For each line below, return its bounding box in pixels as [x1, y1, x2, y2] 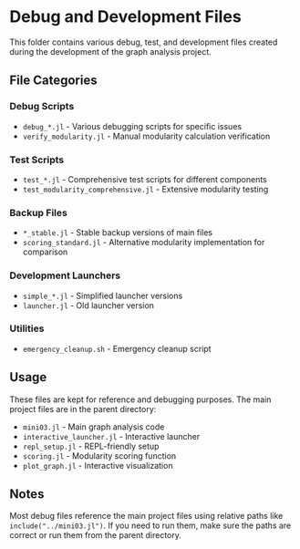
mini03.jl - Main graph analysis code [22, 421, 165, 432]
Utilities [9, 322, 45, 335]
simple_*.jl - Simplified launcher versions [22, 290, 183, 301]
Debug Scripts [9, 100, 75, 113]
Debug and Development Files [9, 6, 242, 27]
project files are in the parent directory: [9, 403, 157, 414]
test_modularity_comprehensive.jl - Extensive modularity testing [22, 183, 269, 194]
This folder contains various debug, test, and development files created [9, 36, 278, 47]
